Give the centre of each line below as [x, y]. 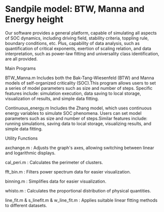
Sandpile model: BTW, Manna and [75, 9]
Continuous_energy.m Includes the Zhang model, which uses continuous [78, 108]
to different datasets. [26, 205]
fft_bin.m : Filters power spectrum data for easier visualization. [68, 171]
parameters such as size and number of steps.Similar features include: [76, 118]
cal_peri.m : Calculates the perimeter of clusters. [54, 162]
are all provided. [21, 59]
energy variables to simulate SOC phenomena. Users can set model [73, 113]
